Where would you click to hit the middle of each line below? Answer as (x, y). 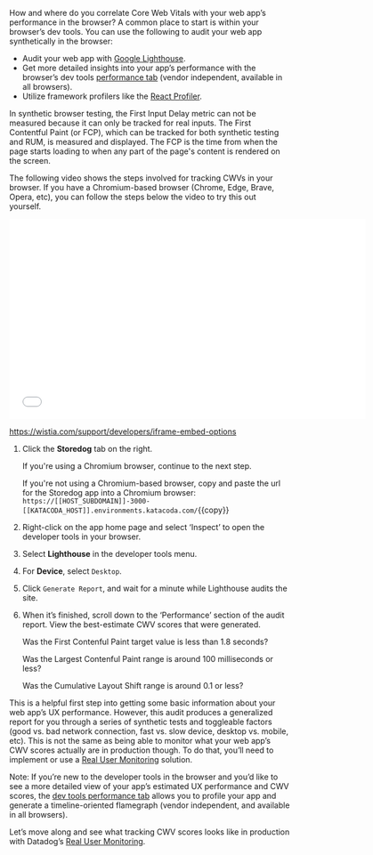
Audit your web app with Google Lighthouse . (104, 58)
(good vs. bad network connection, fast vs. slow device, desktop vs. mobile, (149, 731)
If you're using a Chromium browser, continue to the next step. (137, 466)
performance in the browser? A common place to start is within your (134, 22)
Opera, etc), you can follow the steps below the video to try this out (133, 197)
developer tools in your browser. (81, 536)
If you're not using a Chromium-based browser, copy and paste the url (151, 483)
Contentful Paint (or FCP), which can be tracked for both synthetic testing (144, 132)
